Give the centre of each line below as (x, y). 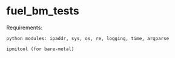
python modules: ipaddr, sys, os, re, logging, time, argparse (88, 38)
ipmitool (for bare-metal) (40, 49)
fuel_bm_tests (43, 11)
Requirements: (24, 28)
